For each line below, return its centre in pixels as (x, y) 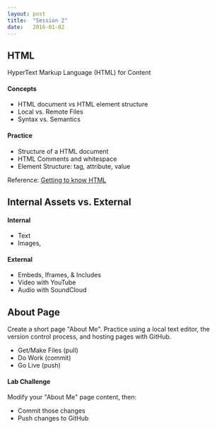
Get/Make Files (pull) (48, 351)
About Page (34, 312)
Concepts (22, 88)
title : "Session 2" (38, 20)
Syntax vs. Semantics (49, 119)
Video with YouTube (47, 282)
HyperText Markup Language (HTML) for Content (79, 73)
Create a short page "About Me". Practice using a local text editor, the (108, 330)
